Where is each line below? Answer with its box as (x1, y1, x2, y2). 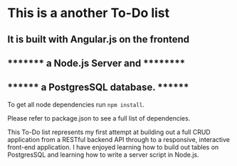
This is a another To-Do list (7, 5, 170, 21)
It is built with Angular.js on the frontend (7, 33, 190, 45)
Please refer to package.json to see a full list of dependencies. (7, 114, 191, 122)
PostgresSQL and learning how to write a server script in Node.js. (7, 150, 199, 159)
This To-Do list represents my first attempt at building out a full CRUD (7, 128, 211, 136)
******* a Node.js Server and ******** (7, 57, 186, 69)
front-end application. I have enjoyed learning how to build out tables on (7, 143, 219, 151)
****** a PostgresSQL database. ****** (7, 82, 189, 94)
